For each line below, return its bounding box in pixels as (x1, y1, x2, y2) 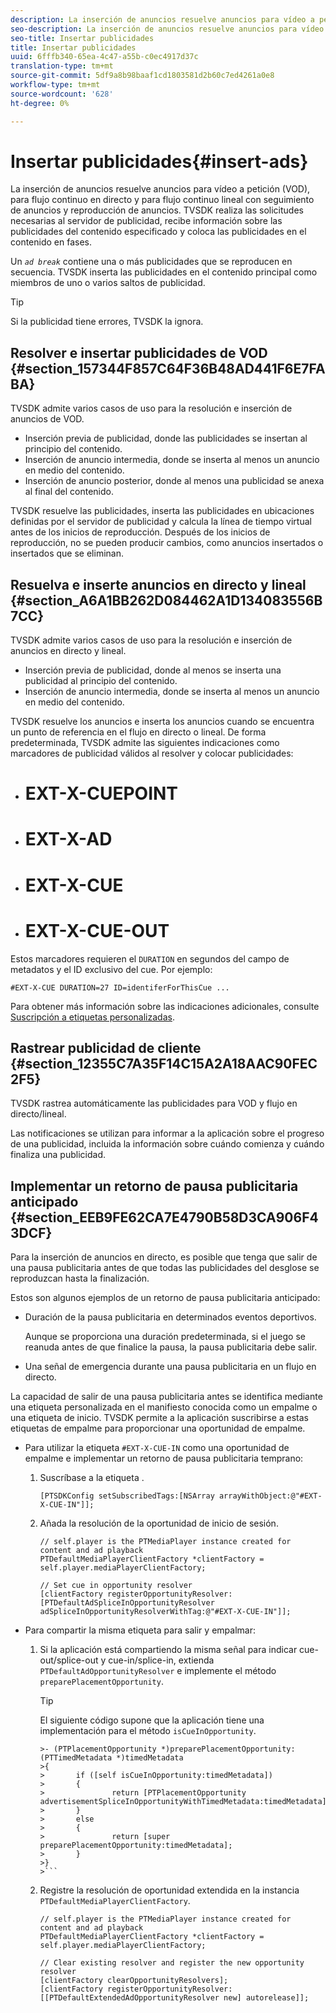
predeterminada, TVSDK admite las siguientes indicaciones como (10, 737, 280, 749)
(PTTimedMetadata (39, 1753, 113, 1763)
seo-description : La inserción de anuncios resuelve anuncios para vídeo (10, 24, 325, 34)
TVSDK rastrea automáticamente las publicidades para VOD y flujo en (10, 1097, 298, 1110)
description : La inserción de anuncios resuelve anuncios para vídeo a (10, 14, 315, 25)
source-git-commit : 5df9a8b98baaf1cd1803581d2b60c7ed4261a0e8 (10, 71, 275, 81)
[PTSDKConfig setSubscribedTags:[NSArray (39, 1491, 215, 1501)
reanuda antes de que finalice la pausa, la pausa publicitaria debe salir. (24, 1341, 318, 1353)
